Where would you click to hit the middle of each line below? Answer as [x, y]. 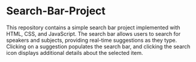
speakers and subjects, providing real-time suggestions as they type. [92, 40]
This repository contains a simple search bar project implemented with [94, 27]
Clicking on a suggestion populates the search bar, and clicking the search [98, 46]
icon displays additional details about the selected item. [75, 52]
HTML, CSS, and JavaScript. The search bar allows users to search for [94, 33]
